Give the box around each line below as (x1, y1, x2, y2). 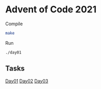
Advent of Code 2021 (5, 4, 97, 15)
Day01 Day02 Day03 (5, 78, 48, 84)
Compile (5, 21, 23, 27)
